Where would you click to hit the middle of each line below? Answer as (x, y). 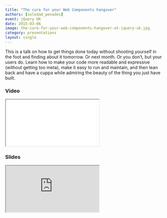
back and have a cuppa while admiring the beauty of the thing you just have (83, 73)
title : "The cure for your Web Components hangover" (61, 10)
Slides (13, 157)
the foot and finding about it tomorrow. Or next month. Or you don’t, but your (83, 57)
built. (10, 78)
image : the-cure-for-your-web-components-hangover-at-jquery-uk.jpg (78, 28)
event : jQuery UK (23, 19)
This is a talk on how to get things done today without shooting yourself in (81, 51)
